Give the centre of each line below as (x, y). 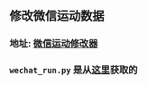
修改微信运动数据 (57, 16)
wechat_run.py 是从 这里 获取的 (73, 70)
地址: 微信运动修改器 (54, 44)
